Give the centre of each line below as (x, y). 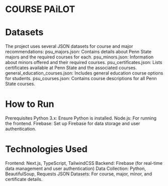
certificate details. (24, 179)
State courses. (20, 84)
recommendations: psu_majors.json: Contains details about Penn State (78, 52)
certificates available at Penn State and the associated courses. (71, 68)
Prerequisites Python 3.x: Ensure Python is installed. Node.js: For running (81, 118)
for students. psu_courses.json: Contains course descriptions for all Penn (81, 79)
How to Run (30, 104)
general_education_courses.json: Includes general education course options (84, 73)
